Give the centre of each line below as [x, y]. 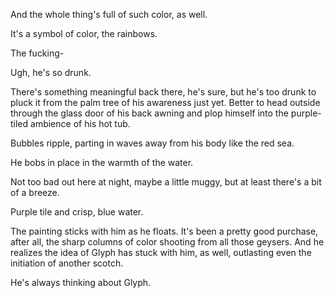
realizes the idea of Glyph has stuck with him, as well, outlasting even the [161, 252]
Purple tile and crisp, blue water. [77, 212]
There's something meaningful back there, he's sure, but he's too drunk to [163, 92]
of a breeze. [35, 192]
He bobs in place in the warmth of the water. [102, 162]
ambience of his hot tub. [80, 123]
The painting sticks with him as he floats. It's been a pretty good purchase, [164, 231]
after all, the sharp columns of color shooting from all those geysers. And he [167, 242]
